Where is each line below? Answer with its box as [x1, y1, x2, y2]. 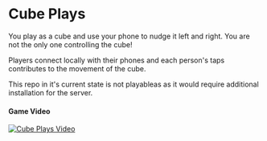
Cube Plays [8, 5, 86, 23]
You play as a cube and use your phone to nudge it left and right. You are [8, 31, 251, 41]
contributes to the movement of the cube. [8, 63, 146, 73]
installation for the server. [8, 87, 93, 97]
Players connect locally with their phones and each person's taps [8, 55, 225, 65]
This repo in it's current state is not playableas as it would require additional [8, 79, 259, 89]
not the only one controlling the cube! [8, 39, 133, 49]
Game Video [8, 106, 51, 116]
